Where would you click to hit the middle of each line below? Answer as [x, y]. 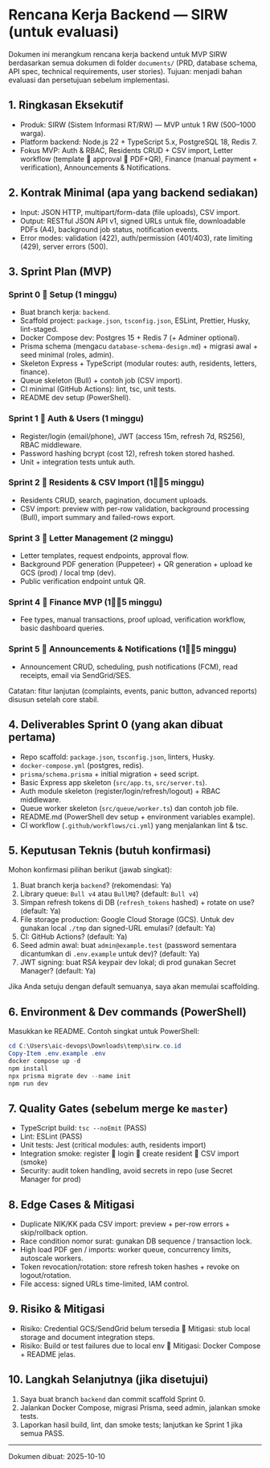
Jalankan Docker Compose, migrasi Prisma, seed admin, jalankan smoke [140, 1408]
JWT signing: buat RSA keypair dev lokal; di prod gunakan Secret [128, 962]
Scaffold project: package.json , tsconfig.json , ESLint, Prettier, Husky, [135, 320]
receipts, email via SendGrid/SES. [76, 675]
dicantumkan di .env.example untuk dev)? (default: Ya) [110, 954]
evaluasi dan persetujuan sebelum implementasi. [89, 80]
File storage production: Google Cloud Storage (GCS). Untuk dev [127, 920]
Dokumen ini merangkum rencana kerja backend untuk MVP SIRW [118, 54]
